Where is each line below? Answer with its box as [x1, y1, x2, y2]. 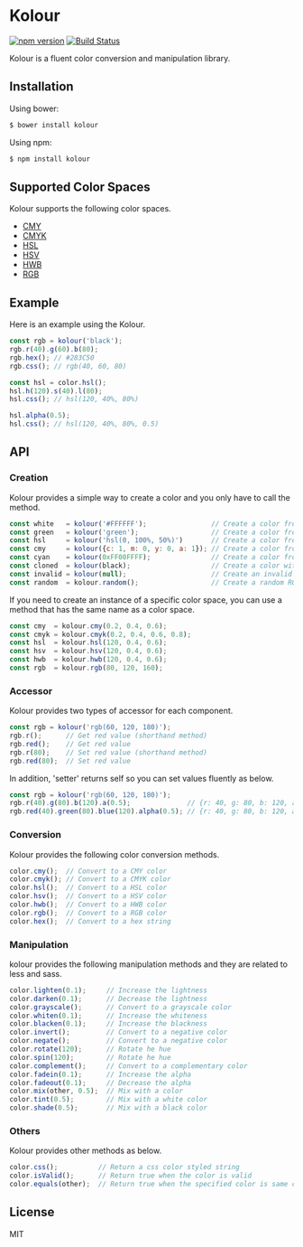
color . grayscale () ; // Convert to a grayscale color [9, 1002, 232, 1012]
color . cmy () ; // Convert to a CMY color [9, 867, 168, 876]
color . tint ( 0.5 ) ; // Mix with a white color [9, 1095, 207, 1104]
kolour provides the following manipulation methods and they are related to [9, 959, 289, 970]
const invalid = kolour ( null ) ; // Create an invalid [9, 569, 293, 578]
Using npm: [9, 136, 52, 147]
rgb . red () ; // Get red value [9, 739, 131, 748]
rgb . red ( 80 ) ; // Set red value [9, 756, 131, 765]
